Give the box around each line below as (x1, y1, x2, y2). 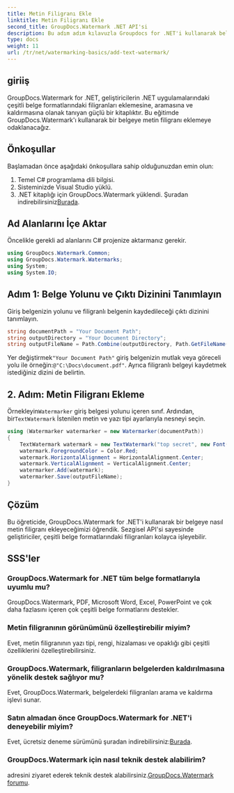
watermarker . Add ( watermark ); (19, 467, 104, 474)
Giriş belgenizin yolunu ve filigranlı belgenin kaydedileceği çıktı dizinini (7, 307, 210, 315)
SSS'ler (7, 552, 40, 565)
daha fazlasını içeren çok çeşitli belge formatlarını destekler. (7, 605, 180, 614)
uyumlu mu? (7, 582, 50, 592)
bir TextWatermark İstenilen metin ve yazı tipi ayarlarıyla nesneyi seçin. (7, 414, 205, 423)
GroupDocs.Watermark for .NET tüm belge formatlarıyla (7, 573, 201, 583)
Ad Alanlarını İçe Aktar (7, 218, 107, 229)
